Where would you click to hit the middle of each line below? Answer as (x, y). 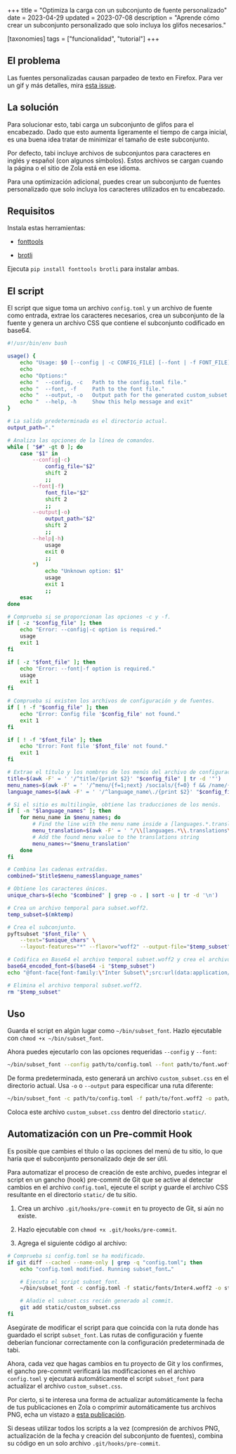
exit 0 (54, 552)
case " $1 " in (39, 453)
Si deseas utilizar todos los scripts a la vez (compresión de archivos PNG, (114, 1428)
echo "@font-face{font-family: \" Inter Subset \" (78, 973)
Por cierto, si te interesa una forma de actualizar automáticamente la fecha (115, 1399)
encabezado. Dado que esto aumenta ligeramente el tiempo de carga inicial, (118, 132)
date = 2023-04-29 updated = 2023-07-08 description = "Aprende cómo (113, 18)
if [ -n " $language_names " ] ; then (59, 811)
